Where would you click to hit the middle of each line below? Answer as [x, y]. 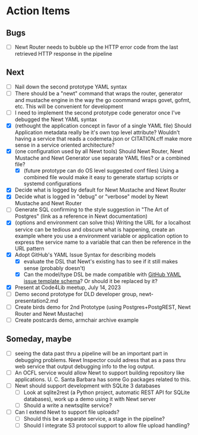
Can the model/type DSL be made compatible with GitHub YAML [102, 274]
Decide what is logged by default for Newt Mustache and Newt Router [100, 190]
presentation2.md [36, 300]
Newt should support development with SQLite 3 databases [87, 385]
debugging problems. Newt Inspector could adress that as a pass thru [100, 360]
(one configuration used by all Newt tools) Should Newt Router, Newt [99, 151]
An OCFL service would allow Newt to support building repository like [100, 373]
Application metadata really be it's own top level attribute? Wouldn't [97, 132]
